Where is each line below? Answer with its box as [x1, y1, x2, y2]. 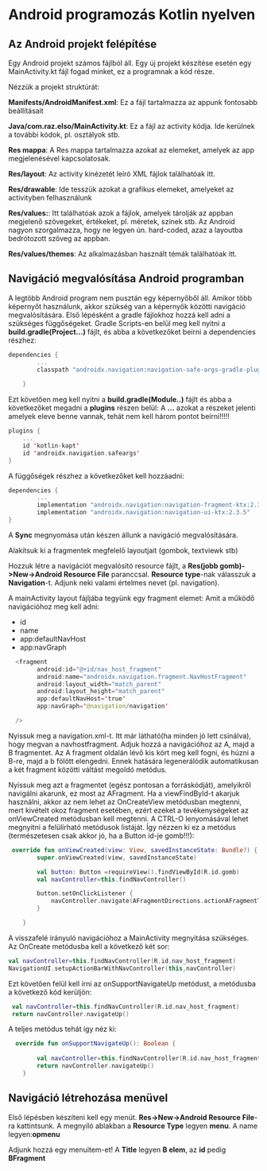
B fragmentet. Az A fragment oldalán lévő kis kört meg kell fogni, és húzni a [8, 747, 255, 757]
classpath [37, 366, 69, 374]
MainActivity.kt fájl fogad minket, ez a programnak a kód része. [8, 67, 215, 76]
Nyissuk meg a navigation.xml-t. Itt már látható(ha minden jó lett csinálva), [8, 731, 252, 740]
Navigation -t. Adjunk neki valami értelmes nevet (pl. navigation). [8, 578, 220, 587]
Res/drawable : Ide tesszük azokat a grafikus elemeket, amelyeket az [8, 184, 234, 194]
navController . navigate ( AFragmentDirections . [50, 897, 204, 905]
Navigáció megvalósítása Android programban [8, 272, 245, 285]
